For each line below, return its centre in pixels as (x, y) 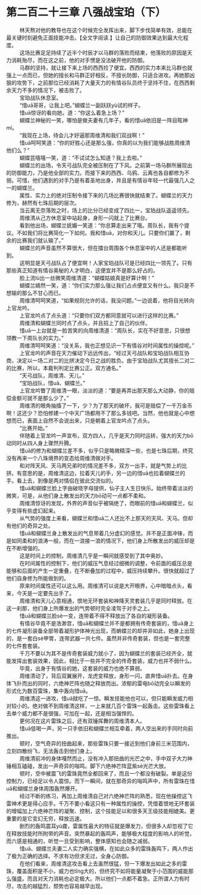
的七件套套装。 (25, 646)
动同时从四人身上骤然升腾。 (40, 443)
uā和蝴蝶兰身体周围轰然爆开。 (43, 788)
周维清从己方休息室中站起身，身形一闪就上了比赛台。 (85, 217)
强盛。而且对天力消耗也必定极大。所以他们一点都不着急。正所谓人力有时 (100, 878)
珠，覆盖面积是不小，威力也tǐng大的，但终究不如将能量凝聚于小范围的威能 (97, 871)
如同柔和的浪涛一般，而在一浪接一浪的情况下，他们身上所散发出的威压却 (100, 541)
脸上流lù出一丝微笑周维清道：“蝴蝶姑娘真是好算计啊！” (87, 278)
